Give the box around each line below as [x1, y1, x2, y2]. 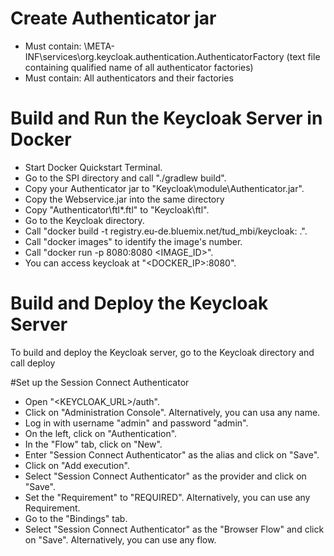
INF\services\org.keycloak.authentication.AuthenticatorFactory [24, 50, 285, 62]
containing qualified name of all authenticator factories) [24, 61, 254, 73]
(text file [286, 50, 321, 62]
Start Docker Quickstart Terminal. [24, 161, 163, 173]
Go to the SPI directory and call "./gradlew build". [24, 172, 227, 184]
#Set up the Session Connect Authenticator [10, 376, 190, 388]
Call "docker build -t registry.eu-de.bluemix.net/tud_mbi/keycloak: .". [24, 225, 308, 237]
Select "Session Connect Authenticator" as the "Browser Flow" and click [24, 523, 325, 535]
